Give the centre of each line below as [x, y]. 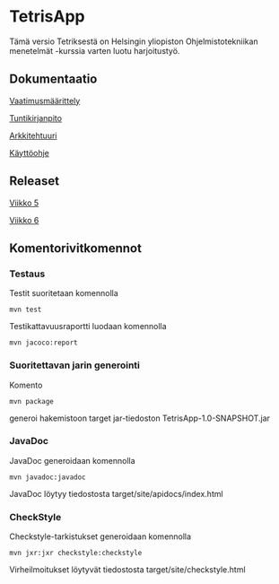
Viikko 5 [24, 203]
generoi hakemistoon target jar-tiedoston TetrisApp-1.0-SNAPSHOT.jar [140, 418]
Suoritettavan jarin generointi [75, 365]
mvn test [26, 310]
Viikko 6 [24, 220]
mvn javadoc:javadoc [48, 477]
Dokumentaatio [53, 79]
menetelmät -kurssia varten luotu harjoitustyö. [95, 50]
